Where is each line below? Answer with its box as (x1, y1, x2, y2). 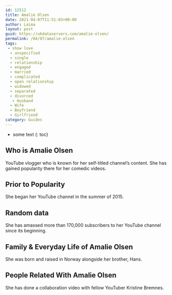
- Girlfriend (10, 112, 38, 118)
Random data (5, 208, 49, 217)
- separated (10, 88, 36, 94)
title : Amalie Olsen (5, 12, 50, 17)
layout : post (5, 27, 33, 32)
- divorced (10, 93, 33, 99)
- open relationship (10, 79, 54, 84)
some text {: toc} (12, 131, 49, 137)
